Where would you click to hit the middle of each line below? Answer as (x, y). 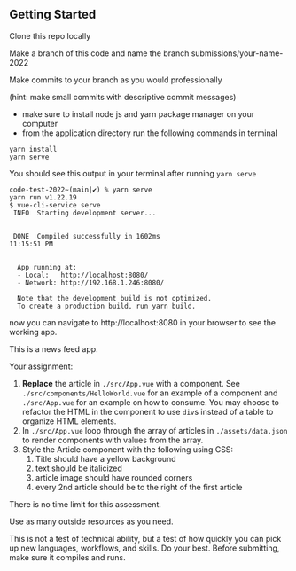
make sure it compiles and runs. (67, 557)
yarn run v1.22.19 (43, 197)
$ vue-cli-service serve (55, 205)
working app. (33, 332)
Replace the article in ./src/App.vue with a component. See (131, 383)
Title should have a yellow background (105, 458)
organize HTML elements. (69, 421)
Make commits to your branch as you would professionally (116, 80)
